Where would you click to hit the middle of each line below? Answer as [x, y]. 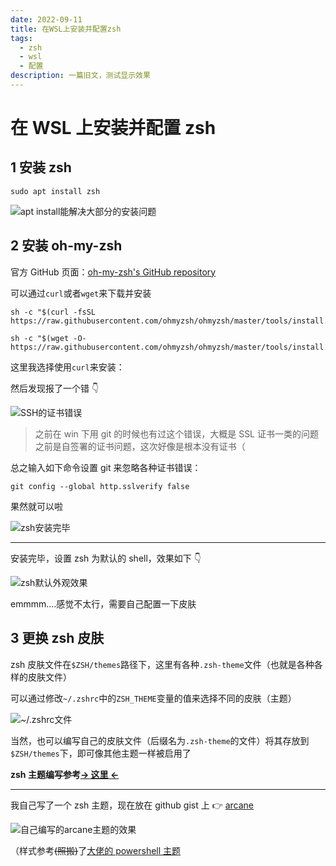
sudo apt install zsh [55, 191]
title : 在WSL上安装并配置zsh [66, 29]
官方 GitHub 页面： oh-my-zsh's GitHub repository [113, 272]
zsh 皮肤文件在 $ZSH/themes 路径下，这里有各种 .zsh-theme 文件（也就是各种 [162, 664]
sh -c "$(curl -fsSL [53, 312]
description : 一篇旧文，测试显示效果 [80, 76]
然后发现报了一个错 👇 [55, 388]
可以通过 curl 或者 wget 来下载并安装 [81, 293]
